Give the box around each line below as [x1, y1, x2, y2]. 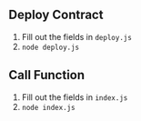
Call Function [8, 67, 86, 83]
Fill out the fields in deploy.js [21, 31, 133, 42]
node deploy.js [21, 43, 80, 52]
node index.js [21, 103, 76, 112]
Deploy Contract [8, 7, 104, 23]
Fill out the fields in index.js [21, 91, 128, 103]
